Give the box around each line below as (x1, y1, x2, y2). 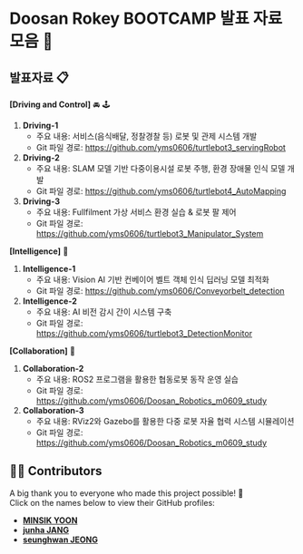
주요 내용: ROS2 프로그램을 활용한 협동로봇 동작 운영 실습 (35, 374, 239, 384)
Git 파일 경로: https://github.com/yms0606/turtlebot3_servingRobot (35, 142, 286, 152)
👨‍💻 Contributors (9, 463, 103, 479)
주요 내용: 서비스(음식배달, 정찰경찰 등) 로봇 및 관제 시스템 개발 (35, 131, 258, 141)
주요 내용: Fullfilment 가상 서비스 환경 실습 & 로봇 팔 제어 (35, 207, 237, 218)
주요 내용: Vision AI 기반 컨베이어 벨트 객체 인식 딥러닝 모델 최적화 (35, 274, 269, 285)
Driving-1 (22, 120, 59, 131)
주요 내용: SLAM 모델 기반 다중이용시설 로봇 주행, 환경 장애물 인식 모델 (35, 163, 286, 173)
